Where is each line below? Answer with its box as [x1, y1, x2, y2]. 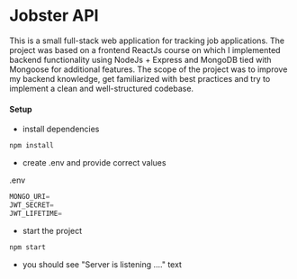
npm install [9, 141, 54, 150]
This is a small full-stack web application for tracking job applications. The [9, 35, 285, 46]
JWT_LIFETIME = [9, 209, 63, 218]
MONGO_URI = [9, 193, 50, 202]
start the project [22, 225, 83, 236]
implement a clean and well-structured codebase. [9, 83, 194, 94]
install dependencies [22, 123, 100, 135]
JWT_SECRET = [9, 200, 54, 210]
